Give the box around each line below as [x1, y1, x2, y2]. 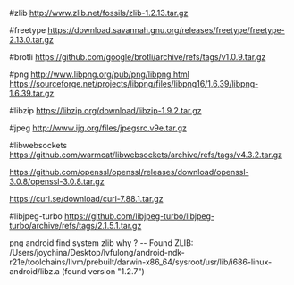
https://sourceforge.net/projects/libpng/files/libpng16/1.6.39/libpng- [9, 79, 259, 88]
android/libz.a [9, 266, 60, 276]
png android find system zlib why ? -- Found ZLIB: [9, 238, 194, 248]
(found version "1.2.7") [61, 266, 145, 276]
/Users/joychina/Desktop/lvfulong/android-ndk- [9, 247, 186, 257]
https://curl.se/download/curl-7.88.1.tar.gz [9, 194, 164, 204]
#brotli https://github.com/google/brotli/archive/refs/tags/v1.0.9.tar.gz [9, 52, 266, 62]
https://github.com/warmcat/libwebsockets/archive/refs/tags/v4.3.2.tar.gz [9, 149, 283, 160]
